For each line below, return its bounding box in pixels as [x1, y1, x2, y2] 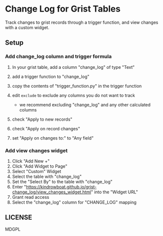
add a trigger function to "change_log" [12, 74, 90, 79]
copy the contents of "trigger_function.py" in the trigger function [12, 83, 142, 89]
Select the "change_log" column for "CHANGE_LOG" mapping [12, 199, 137, 205]
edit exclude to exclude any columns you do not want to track [12, 92, 135, 98]
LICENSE [5, 213, 33, 221]
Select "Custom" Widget [12, 168, 62, 174]
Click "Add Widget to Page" [12, 163, 68, 169]
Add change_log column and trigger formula [5, 53, 112, 60]
